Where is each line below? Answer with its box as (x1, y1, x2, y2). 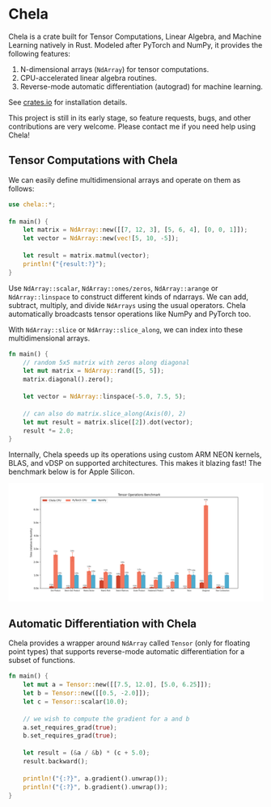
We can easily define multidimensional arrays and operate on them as (8, 175, 241, 184)
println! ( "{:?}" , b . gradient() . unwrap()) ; (23, 783, 168, 791)
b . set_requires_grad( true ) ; (23, 732, 117, 740)
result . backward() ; (23, 758, 89, 766)
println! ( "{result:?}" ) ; (23, 260, 107, 268)
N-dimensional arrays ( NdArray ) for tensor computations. (19, 64, 210, 74)
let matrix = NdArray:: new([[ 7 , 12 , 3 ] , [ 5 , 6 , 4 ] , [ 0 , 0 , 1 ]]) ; (23, 226, 248, 234)
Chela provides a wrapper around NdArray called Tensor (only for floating (8, 638, 251, 648)
